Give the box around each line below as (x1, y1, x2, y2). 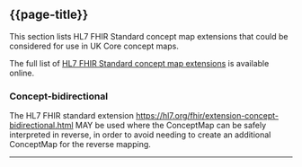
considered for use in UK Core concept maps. (9, 40, 180, 51)
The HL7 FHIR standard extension (9, 110, 135, 121)
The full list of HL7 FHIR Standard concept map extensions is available (9, 57, 270, 68)
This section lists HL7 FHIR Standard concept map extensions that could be (9, 31, 289, 41)
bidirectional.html (9, 120, 74, 131)
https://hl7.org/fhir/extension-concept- (136, 110, 279, 121)
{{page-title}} (9, 7, 89, 22)
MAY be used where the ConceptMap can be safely (75, 120, 267, 131)
